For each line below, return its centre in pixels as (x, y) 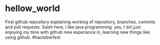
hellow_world (32, 8)
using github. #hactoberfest (33, 37)
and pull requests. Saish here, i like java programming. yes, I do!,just (73, 27)
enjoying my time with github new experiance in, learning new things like (78, 32)
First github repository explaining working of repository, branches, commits (80, 22)
